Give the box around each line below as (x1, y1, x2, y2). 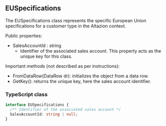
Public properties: (5, 32, 43, 38)
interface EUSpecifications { (5, 102, 69, 108)
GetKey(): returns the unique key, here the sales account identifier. (12, 78, 151, 84)
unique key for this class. (20, 53, 72, 59)
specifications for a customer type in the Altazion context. (5, 23, 127, 29)
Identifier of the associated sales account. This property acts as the (20, 48, 161, 54)
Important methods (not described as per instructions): (5, 63, 120, 69)
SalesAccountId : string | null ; (10, 111, 78, 117)
